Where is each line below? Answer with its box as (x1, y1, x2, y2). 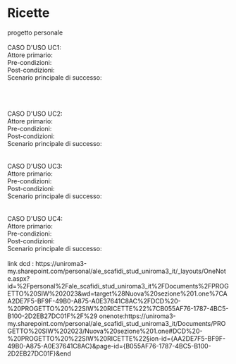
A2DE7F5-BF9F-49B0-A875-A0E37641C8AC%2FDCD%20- (7, 296, 181, 305)
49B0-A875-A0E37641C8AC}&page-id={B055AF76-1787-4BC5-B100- (7, 341, 211, 350)
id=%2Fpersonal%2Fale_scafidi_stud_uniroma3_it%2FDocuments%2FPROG (7, 281, 229, 290)
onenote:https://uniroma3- (99, 312, 176, 320)
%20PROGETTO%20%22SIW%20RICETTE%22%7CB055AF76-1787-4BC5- (7, 304, 229, 313)
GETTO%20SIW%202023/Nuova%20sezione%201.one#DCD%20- (7, 327, 203, 335)
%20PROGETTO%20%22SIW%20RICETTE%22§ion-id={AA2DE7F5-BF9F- (7, 334, 226, 343)
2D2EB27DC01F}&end (7, 349, 72, 358)
